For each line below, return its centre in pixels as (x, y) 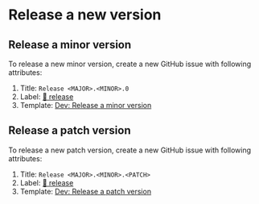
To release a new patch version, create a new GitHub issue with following (130, 150)
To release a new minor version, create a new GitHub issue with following (130, 64)
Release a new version (85, 15)
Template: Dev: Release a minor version (86, 105)
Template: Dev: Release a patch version (85, 191)
